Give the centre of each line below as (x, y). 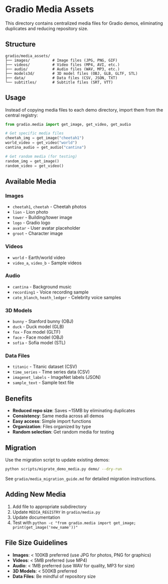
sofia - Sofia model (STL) (39, 343)
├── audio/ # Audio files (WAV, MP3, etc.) (63, 69)
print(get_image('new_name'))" (45, 527)
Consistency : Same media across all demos (58, 416)
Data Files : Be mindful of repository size (54, 576)
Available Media (31, 181)
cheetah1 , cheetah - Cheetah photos (49, 207)
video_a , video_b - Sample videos (47, 263)
